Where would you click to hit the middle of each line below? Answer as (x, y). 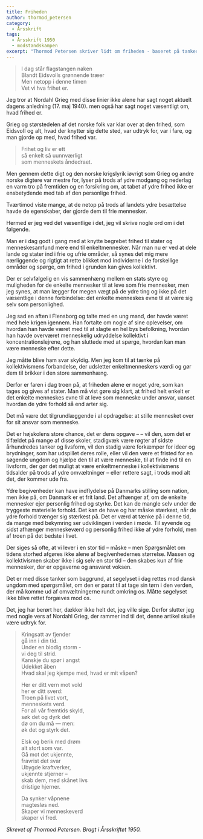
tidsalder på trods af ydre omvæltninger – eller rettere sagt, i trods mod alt (98, 472)
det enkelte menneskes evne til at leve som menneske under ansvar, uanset (101, 397)
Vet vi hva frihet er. (44, 88)
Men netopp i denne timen (54, 81)
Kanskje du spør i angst (50, 660)
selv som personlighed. (35, 304)
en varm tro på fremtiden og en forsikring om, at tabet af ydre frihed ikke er (100, 186)
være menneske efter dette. (41, 348)
